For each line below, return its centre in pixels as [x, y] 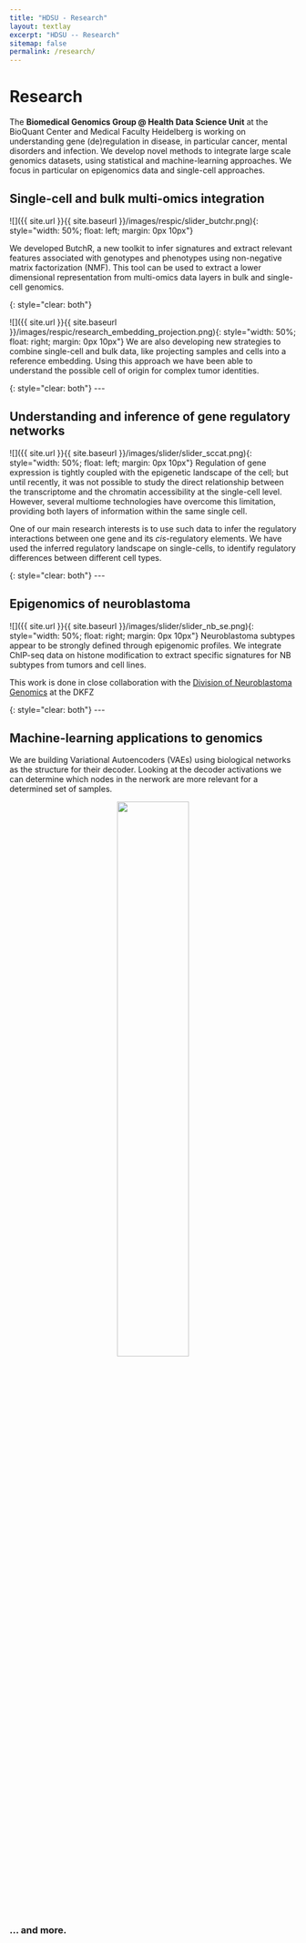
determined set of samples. [61, 789]
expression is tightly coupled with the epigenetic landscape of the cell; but [149, 472]
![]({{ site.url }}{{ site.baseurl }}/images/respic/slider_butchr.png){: [134, 220]
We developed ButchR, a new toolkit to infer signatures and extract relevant [151, 248]
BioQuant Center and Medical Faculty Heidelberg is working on [127, 132]
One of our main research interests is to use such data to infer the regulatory [153, 528]
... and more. [38, 1930]
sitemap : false [38, 43]
